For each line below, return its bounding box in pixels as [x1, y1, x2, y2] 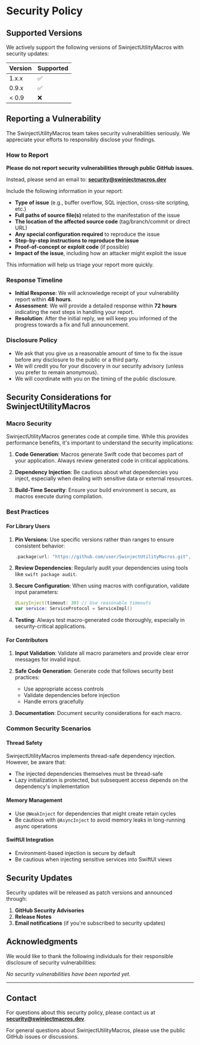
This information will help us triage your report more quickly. [6, 261, 154, 269]
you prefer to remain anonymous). [14, 368, 99, 376]
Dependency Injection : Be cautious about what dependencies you [14, 469, 179, 476]
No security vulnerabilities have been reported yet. [6, 970, 131, 978]
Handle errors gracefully [23, 698, 84, 705]
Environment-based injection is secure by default [14, 849, 136, 856]
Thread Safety [6, 739, 43, 746]
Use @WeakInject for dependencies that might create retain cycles [14, 810, 176, 817]
